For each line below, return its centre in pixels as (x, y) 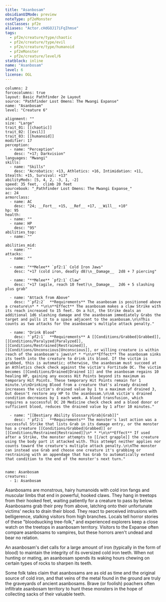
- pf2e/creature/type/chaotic (41, 38)
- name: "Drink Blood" (33, 332)
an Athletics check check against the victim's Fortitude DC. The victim (83, 367)
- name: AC (21, 202)
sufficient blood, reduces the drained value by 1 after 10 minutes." (80, 407)
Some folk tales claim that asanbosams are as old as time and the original (80, 573)
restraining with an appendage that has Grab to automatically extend (80, 454)
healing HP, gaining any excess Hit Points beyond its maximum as (75, 376)
